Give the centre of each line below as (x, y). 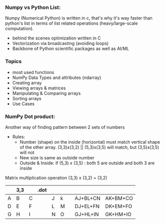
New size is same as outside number (57, 157)
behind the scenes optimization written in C (57, 38)
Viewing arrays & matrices (39, 88)
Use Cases (23, 104)
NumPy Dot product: (30, 116)
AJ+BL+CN (88, 198)
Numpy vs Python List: (33, 7)
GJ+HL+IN (87, 214)
